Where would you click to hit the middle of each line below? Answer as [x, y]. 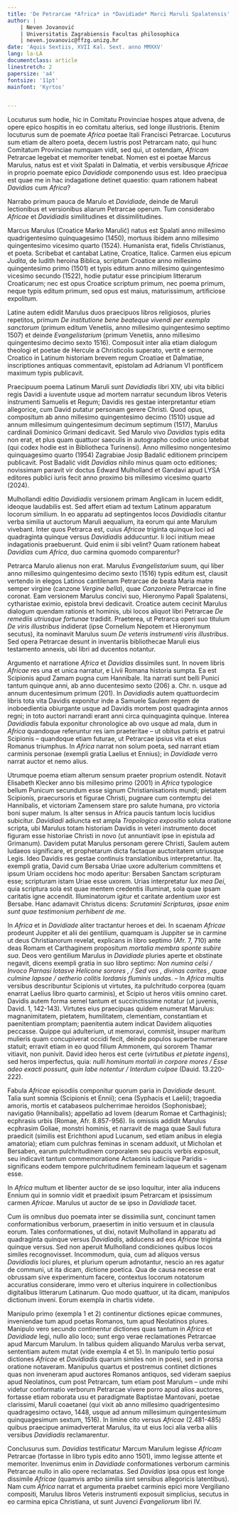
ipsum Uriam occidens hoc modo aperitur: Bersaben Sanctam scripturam [114, 874]
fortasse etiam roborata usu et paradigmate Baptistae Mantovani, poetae [114, 1397]
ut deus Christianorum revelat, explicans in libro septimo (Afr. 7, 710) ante [114, 941]
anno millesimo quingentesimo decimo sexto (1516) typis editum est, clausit [118, 574]
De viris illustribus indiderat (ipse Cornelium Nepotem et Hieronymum [109, 626]
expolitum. [23, 299]
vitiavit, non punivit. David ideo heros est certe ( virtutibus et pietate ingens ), [118, 1054]
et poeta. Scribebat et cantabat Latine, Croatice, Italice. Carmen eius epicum [119, 253]
